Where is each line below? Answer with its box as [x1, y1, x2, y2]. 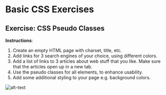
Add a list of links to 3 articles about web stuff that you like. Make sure [12, 58, 161, 64]
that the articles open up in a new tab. [12, 64, 93, 69]
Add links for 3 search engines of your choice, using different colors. [12, 53, 157, 59]
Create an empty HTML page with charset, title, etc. [12, 47, 122, 53]
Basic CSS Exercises [5, 4, 94, 15]
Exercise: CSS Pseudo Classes [5, 24, 105, 33]
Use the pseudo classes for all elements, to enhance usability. [12, 69, 143, 75]
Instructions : [5, 37, 33, 43]
